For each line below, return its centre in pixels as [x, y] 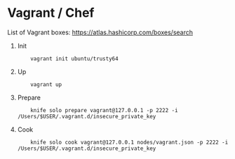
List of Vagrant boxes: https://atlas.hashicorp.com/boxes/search [100, 32]
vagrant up [46, 84]
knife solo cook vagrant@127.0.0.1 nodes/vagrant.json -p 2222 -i [129, 142]
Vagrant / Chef [51, 13]
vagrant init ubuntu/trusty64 [74, 58]
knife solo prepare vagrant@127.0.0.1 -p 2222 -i [104, 110]
